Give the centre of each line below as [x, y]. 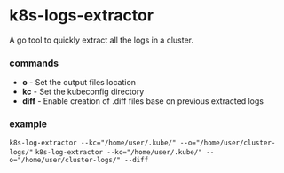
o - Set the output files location [79, 83]
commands [34, 63]
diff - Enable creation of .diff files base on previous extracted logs [143, 101]
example [28, 124]
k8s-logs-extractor [81, 16]
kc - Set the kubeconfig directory [83, 92]
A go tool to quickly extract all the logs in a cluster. [101, 40]
